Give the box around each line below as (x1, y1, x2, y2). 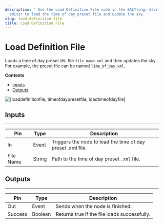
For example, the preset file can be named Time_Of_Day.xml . (5, 63, 125, 69)
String (33, 155, 47, 162)
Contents (5, 73, 24, 78)
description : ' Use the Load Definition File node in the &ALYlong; (5, 7, 147, 12)
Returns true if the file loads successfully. (55, 210, 151, 217)
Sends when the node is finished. (55, 203, 132, 209)
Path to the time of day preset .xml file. (51, 155, 141, 162)
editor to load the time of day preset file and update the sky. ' (9, 12, 150, 17)
